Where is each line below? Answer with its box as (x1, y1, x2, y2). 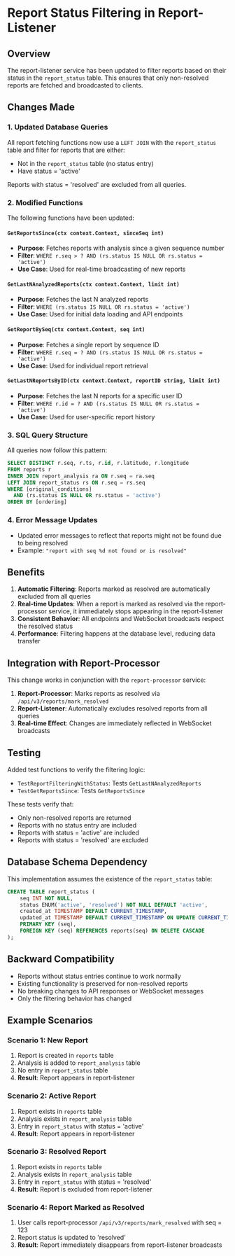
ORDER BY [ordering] (7, 498, 68, 505)
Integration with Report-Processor (7, 657, 160, 669)
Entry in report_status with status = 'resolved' (17, 1178, 152, 1186)
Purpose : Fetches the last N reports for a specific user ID (17, 391, 183, 400)
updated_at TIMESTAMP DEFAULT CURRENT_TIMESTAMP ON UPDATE (20, 914, 196, 921)
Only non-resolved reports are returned (17, 814, 131, 822)
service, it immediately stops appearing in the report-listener (48, 607, 223, 615)
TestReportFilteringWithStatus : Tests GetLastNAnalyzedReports (17, 779, 201, 787)
